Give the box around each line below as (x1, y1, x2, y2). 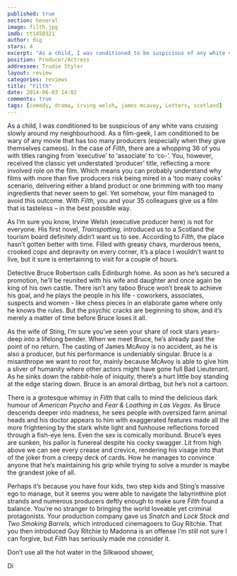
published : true (7, 10, 55, 18)
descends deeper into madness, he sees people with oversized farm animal (7, 408, 227, 417)
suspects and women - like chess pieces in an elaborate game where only (7, 298, 223, 307)
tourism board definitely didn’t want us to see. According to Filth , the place (7, 232, 224, 240)
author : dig (7, 37, 42, 44)
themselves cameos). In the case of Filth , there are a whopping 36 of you (7, 144, 221, 152)
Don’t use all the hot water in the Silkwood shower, (7, 548, 154, 556)
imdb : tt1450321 (7, 30, 55, 37)
